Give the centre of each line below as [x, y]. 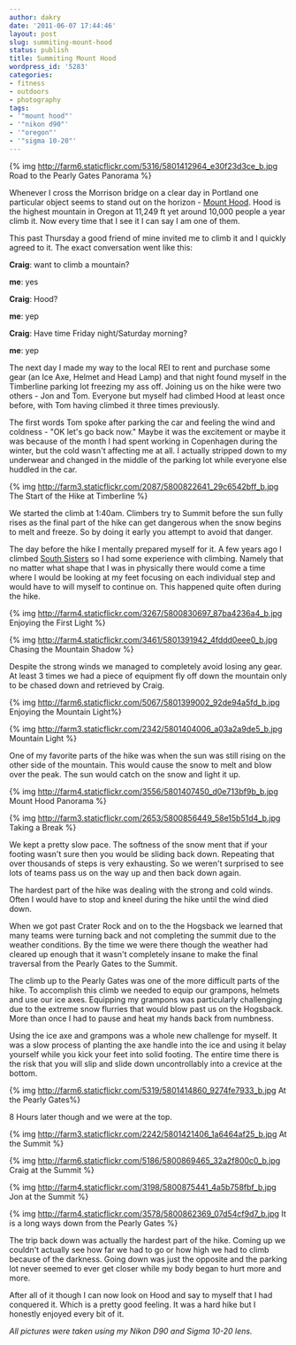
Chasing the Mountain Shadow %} [72, 649]
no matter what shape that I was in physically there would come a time [137, 568]
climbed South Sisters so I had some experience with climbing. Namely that [147, 558]
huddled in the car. [43, 469]
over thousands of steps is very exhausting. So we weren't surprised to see [147, 863]
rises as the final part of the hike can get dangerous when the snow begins [145, 522]
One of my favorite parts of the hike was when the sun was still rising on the [148, 755]
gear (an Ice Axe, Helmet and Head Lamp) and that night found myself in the [148, 376]
